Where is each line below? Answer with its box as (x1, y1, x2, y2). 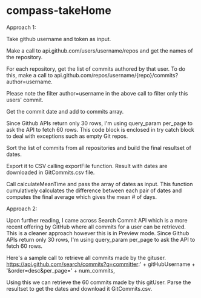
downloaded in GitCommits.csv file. (6, 169, 95, 176)
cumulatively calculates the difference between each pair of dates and (6, 187, 182, 194)
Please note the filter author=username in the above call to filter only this (6, 89, 188, 97)
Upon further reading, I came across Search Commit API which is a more (6, 216, 188, 224)
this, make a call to (6, 71, 53, 79)
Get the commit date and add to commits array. (6, 108, 124, 115)
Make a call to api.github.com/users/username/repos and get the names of (6, 47, 193, 54)
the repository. (6, 53, 43, 60)
